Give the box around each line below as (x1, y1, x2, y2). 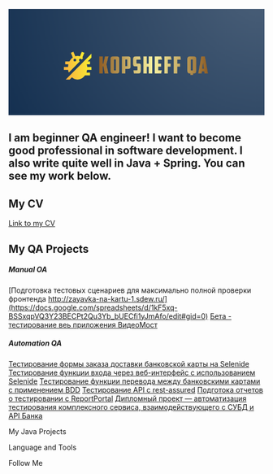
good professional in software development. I (8, 144, 243, 158)
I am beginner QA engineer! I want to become (8, 131, 242, 145)
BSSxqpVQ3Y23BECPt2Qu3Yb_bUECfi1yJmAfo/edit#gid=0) (8, 311, 209, 321)
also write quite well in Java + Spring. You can (8, 156, 245, 171)
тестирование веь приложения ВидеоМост (8, 320, 158, 329)
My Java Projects (8, 426, 67, 436)
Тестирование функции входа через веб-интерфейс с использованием (8, 367, 256, 377)
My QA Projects (8, 241, 89, 256)
